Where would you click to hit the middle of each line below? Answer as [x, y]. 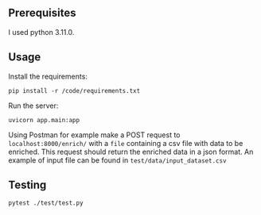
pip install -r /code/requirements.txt [74, 90]
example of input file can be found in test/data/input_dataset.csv [117, 160]
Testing [27, 185]
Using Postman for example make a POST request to [94, 135]
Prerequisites [42, 13]
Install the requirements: [48, 76]
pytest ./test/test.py [46, 203]
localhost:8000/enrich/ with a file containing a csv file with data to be [126, 143]
